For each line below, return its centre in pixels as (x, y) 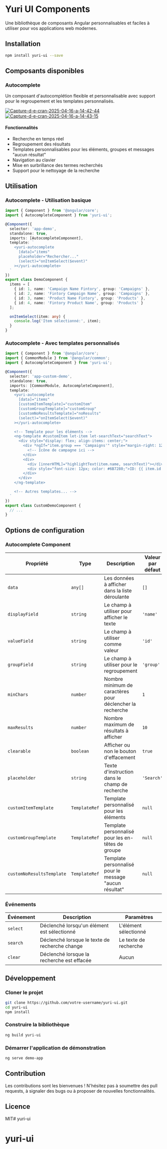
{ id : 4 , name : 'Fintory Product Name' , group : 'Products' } (79, 303)
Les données (119, 578)
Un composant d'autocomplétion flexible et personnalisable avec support (80, 96)
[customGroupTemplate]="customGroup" (57, 409)
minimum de (119, 685)
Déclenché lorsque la (65, 954)
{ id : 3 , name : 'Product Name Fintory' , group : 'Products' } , (80, 298)
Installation (23, 44)
